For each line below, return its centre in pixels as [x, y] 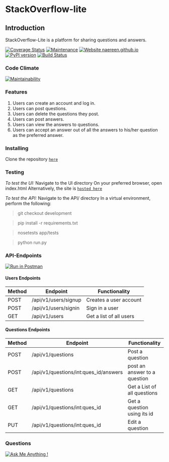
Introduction [25, 28]
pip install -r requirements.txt [48, 223]
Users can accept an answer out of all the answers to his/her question [85, 130]
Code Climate [22, 68]
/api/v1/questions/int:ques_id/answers [77, 372]
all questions [143, 393]
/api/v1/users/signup [57, 299]
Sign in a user [102, 308]
